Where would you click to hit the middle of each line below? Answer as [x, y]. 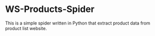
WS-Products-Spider [50, 9]
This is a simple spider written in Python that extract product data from [78, 23]
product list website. [26, 28]
